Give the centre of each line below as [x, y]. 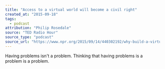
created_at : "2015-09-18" [31, 14]
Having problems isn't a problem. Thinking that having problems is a [74, 56]
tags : [11, 19]
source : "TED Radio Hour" [31, 33]
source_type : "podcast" [29, 37]
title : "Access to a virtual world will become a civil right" [71, 10]
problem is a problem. [27, 61]
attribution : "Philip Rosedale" [38, 28]
